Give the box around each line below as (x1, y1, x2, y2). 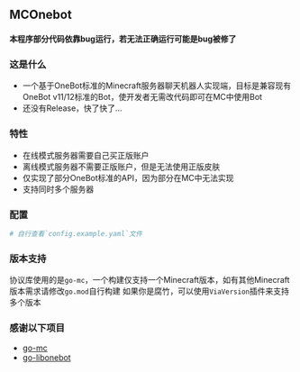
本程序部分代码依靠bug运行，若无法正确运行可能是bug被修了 (9, 33, 237, 44)
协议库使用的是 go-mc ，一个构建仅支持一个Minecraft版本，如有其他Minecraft (9, 275, 290, 286)
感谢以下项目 (9, 322, 66, 334)
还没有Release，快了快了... (22, 103, 123, 113)
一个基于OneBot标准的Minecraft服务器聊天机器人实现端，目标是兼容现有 (22, 80, 291, 91)
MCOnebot (9, 7, 72, 23)
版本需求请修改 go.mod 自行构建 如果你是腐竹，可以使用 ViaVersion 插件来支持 (9, 286, 290, 296)
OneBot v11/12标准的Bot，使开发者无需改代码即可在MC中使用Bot (22, 92, 263, 103)
